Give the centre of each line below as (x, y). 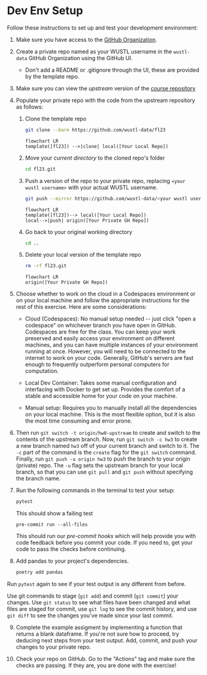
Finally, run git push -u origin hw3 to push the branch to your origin (103, 459)
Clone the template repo (56, 119)
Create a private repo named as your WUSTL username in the (94, 51)
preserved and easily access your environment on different (100, 338)
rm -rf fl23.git (46, 266)
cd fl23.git (40, 169)
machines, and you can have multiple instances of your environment (111, 345)
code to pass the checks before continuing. (71, 549)
